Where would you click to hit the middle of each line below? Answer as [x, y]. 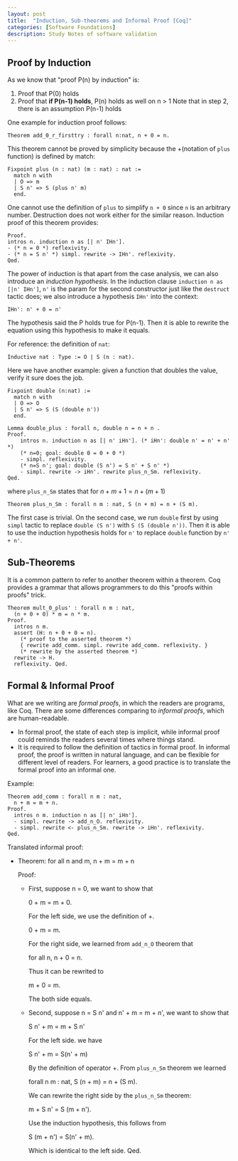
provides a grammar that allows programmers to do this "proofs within [110, 587]
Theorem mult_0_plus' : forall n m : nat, [71, 608]
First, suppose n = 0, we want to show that [91, 888]
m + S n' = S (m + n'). [60, 1109]
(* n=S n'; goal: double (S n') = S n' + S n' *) [95, 466]
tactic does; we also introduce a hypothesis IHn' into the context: [103, 297]
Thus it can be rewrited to [66, 971]
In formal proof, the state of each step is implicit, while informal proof [119, 732]
